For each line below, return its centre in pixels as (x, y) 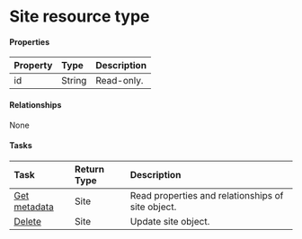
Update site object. (170, 221)
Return (90, 169)
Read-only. (120, 81)
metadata (34, 207)
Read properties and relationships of (207, 195)
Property (33, 66)
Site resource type (80, 17)
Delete (28, 221)
